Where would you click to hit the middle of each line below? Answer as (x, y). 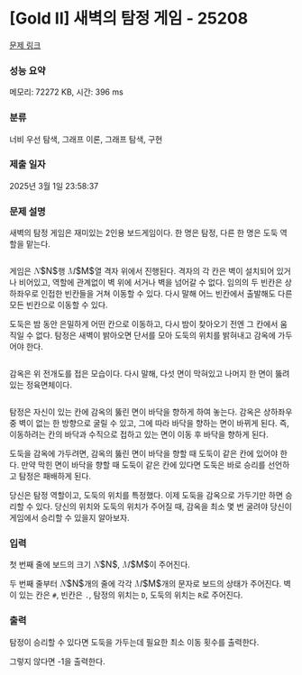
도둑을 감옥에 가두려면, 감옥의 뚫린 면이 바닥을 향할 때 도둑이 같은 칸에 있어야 (144, 454)
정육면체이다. (49, 385)
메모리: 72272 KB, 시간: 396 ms (66, 92)
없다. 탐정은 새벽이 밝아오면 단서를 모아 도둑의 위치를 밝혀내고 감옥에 (156, 335)
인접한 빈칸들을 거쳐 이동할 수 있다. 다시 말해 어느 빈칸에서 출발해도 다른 (166, 294)
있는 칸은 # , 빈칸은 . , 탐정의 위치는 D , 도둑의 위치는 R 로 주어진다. (131, 595)
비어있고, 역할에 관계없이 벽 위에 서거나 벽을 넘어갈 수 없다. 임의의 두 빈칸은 (151, 283)
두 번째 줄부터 (34, 584)
